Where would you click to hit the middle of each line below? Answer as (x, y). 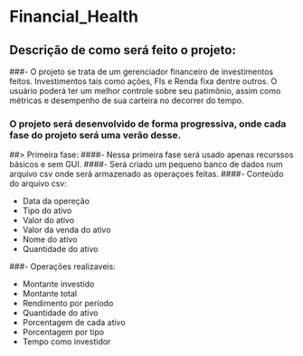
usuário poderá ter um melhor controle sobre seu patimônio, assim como (145, 91)
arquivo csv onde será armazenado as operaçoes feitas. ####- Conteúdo (147, 174)
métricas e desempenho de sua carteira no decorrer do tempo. (127, 100)
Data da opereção (56, 201)
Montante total (50, 294)
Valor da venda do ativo (66, 230)
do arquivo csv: (38, 183)
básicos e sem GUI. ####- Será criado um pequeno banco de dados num (146, 164)
